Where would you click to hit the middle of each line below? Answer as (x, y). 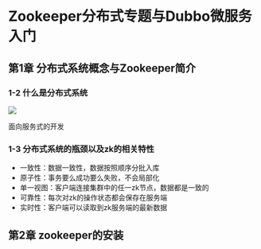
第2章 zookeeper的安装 (66, 235)
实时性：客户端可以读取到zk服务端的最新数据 (93, 208)
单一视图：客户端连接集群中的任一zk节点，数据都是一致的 (114, 188)
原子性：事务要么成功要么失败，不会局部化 (90, 178)
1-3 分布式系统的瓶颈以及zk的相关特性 (82, 149)
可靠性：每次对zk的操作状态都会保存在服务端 (93, 198)
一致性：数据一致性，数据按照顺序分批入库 (90, 168)
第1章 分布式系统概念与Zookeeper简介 (102, 68)
